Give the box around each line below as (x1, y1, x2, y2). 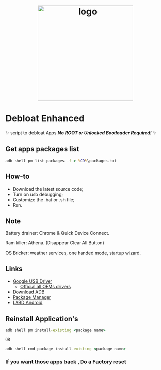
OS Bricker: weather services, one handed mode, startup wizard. (5, 250, 141, 256)
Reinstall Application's (5, 314, 78, 323)
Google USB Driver (12, 278, 52, 284)
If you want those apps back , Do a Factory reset (5, 358, 126, 365)
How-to (5, 172, 30, 181)
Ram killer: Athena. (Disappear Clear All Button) (5, 240, 104, 246)
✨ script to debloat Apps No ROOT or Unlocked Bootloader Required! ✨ (5, 130, 157, 136)
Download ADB (12, 289, 45, 295)
